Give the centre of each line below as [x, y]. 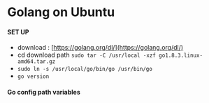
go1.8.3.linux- [181, 56]
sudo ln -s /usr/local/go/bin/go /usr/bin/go [85, 69]
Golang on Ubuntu [61, 12]
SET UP [18, 32]
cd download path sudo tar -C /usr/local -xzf [86, 55]
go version [33, 77]
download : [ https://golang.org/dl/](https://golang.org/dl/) [100, 48]
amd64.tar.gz [36, 62]
